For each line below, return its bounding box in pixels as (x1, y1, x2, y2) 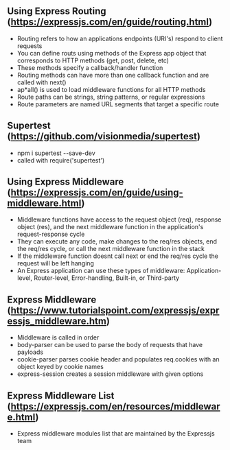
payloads (16, 348, 43, 356)
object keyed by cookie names (16, 363, 104, 371)
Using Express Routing (7, 5, 106, 17)
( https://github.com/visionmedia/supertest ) (7, 130, 201, 143)
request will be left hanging (16, 259, 95, 268)
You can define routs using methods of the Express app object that (16, 49, 207, 57)
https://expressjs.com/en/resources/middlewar (10, 401, 221, 412)
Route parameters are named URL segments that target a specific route (16, 99, 220, 108)
